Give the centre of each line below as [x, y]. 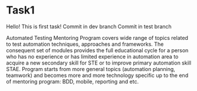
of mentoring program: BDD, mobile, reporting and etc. [73, 81]
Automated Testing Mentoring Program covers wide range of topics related [97, 38]
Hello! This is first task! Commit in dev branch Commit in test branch [89, 26]
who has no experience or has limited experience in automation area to [92, 56]
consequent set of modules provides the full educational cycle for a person [97, 50]
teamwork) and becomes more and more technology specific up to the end [97, 75]
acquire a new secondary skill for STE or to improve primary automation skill [99, 63]
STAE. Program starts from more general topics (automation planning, [91, 69]
